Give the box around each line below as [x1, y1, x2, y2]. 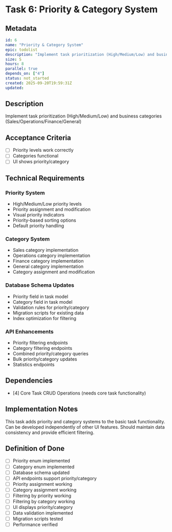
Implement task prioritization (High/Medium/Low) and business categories [5, 113, 162, 119]
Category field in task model [12, 299, 73, 305]
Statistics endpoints [12, 362, 55, 368]
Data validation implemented [12, 510, 73, 516]
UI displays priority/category [12, 504, 73, 510]
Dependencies [5, 376, 53, 385]
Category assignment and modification [12, 269, 95, 275]
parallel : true [5, 66, 38, 71]
